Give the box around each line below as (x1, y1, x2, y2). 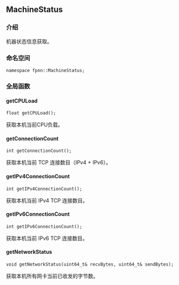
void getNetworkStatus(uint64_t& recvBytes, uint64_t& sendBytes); (6, 261, 174, 267)
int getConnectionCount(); (6, 148, 72, 154)
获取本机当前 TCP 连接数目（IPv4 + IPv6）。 (6, 159, 111, 166)
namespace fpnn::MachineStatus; (6, 67, 85, 73)
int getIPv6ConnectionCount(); (6, 223, 82, 229)
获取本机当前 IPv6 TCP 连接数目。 (6, 235, 88, 242)
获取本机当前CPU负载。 (6, 121, 63, 128)
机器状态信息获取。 (6, 38, 53, 45)
